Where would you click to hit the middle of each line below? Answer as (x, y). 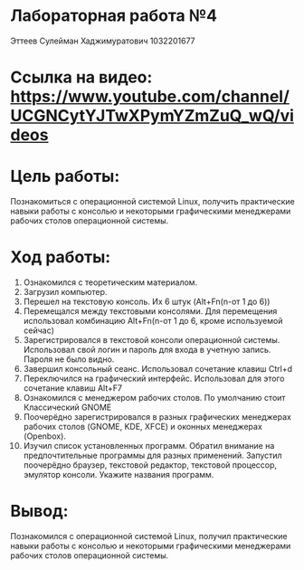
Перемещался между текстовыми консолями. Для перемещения (150, 311)
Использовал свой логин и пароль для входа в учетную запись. (147, 350)
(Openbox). (45, 436)
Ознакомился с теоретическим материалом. (110, 282)
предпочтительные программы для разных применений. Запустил (153, 455)
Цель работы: (65, 176)
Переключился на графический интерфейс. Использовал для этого (154, 378)
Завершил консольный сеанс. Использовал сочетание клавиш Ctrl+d (158, 369)
